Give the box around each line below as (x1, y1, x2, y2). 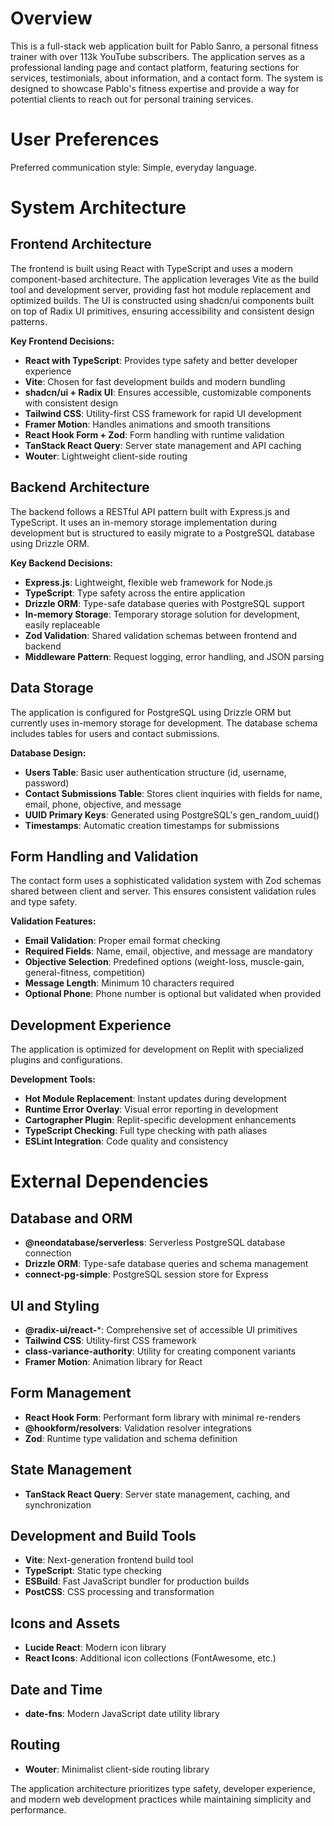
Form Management (10, 1385, 132, 1402)
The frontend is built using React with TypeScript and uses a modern (10, 262, 294, 274)
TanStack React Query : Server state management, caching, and (24, 1488, 291, 1500)
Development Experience (10, 1017, 172, 1034)
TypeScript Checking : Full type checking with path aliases (24, 1125, 268, 1137)
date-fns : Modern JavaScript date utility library (24, 1708, 220, 1719)
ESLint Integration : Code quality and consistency (24, 1135, 229, 1147)
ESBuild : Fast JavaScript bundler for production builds (24, 1575, 250, 1587)
